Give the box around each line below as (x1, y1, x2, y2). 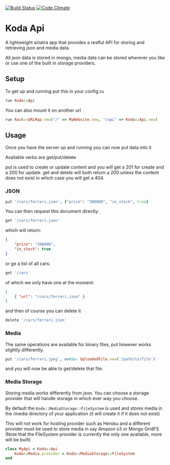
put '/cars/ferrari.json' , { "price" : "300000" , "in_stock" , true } (5, 199, 149, 204)
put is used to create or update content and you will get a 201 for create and (5, 164, 164, 170)
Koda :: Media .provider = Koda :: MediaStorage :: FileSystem (14, 451, 135, 456)
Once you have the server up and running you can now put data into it (5, 145, 152, 151)
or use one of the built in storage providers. (5, 60, 96, 66)
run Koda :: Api (5, 98, 36, 103)
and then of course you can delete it (5, 308, 81, 314)
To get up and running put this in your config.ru (5, 88, 104, 94)
